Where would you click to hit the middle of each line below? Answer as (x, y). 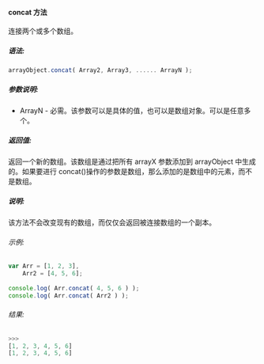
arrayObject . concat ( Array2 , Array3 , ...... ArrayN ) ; (100, 70)
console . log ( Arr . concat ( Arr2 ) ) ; (68, 296)
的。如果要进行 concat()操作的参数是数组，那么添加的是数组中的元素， (123, 171)
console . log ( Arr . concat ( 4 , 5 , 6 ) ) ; (74, 288)
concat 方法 (28, 12)
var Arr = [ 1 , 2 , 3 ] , (44, 266)
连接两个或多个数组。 (43, 31)
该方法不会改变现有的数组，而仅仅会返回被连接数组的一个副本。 (112, 222)
